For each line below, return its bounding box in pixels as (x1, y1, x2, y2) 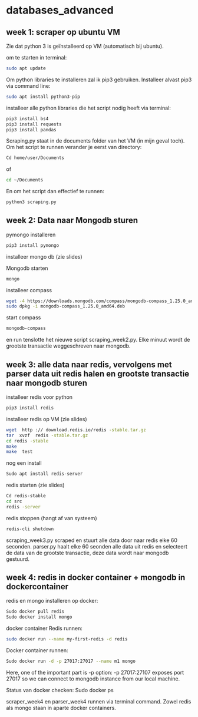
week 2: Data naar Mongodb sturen (6, 216, 138, 226)
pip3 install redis (6, 405, 54, 411)
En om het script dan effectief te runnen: (6, 188, 105, 195)
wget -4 (6, 298, 25, 304)
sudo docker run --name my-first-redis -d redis (6, 636, 128, 642)
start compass (6, 314, 41, 321)
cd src (6, 498, 22, 504)
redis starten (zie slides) (6, 481, 65, 489)
